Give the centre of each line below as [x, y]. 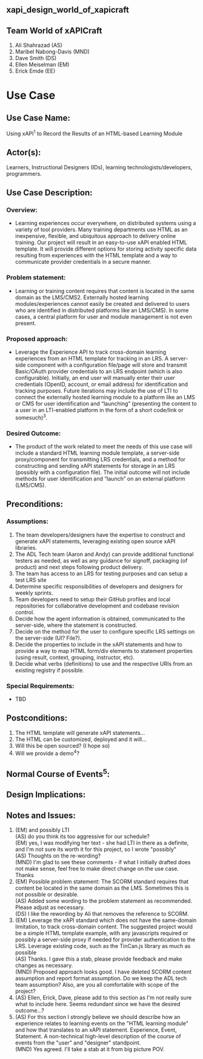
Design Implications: [46, 795]
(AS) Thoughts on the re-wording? [58, 856]
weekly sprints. [34, 593]
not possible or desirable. [47, 894]
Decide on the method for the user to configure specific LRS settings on [105, 631]
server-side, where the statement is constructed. [76, 625]
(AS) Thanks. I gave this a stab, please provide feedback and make [98, 959]
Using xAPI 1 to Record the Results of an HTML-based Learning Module [95, 133]
